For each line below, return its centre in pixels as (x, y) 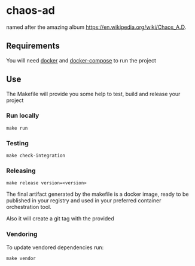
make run (17, 128)
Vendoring (22, 234)
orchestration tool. (29, 207)
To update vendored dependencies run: (55, 247)
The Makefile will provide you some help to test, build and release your (93, 94)
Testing (17, 143)
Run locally (23, 116)
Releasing (21, 171)
